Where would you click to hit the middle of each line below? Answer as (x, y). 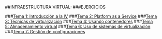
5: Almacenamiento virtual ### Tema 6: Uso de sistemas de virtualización (78, 26)
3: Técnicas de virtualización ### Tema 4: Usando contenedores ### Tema (79, 21)
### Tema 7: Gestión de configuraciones (45, 32)
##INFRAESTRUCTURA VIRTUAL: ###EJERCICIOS (55, 7)
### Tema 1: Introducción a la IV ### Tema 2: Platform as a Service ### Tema (81, 16)
